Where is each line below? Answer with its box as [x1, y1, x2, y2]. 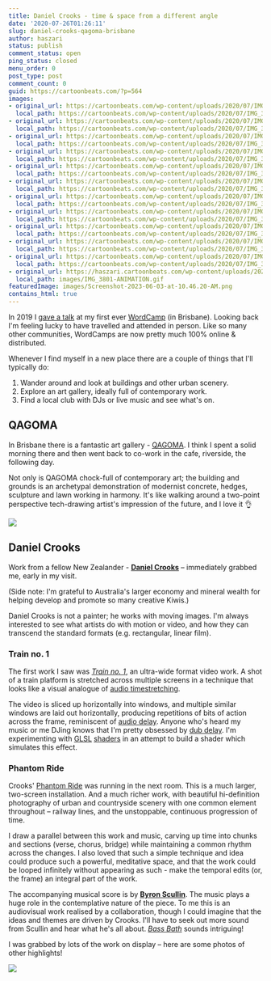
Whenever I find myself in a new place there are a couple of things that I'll [8, 353, 253, 363]
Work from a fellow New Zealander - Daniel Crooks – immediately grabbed [8, 562, 257, 572]
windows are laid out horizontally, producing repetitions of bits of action [8, 708, 248, 717]
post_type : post [8, 72, 63, 80]
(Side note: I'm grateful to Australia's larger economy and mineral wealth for [8, 586, 261, 596]
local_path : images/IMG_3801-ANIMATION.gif [15, 275, 164, 283]
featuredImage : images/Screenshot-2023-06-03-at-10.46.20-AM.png [8, 282, 232, 291]
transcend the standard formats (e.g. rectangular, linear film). [8, 628, 211, 637]
